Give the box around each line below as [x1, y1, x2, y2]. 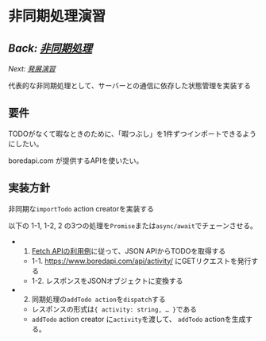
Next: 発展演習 [8, 64, 56, 73]
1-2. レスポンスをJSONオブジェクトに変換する [31, 276, 183, 285]
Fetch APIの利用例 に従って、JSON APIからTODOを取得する [31, 246, 226, 255]
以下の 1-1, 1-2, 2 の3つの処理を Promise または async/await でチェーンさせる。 [8, 220, 258, 231]
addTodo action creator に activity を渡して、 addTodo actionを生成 [31, 314, 246, 324]
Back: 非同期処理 [8, 41, 93, 55]
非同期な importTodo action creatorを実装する [8, 203, 155, 213]
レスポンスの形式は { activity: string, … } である [31, 304, 197, 314]
